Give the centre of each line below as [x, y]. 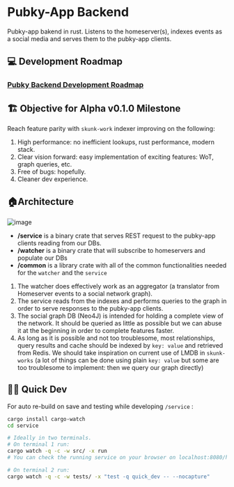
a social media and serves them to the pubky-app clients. [89, 38]
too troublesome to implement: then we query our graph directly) [110, 367]
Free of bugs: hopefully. [52, 172]
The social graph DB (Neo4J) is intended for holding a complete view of [120, 316]
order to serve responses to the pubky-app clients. [90, 308]
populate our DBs [42, 258]
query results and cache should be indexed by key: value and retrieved [120, 345]
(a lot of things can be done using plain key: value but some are [127, 360]
